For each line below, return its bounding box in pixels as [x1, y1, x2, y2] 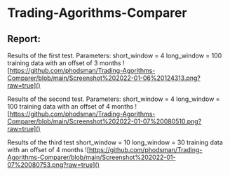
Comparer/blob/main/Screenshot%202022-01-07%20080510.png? [7, 117, 202, 126]
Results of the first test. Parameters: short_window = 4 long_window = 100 [7, 51, 222, 60]
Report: [7, 33, 41, 45]
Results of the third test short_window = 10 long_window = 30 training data [7, 138, 223, 147]
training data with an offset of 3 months [7, 59, 121, 67]
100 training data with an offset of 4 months [7, 102, 134, 110]
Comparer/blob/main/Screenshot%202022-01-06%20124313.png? [7, 74, 201, 82]
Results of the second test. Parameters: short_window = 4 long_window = [7, 95, 220, 103]
